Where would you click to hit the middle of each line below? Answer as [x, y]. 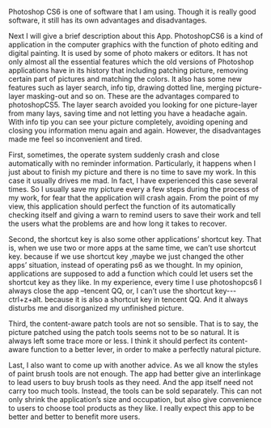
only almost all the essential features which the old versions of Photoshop [131, 61]
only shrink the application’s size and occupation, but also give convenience [135, 399]
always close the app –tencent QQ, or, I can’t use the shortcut [111, 291]
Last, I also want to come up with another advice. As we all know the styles [133, 365]
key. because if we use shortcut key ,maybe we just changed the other [126, 256]
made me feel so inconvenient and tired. [76, 139]
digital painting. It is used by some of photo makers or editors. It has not [128, 53]
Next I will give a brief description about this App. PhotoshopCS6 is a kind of [136, 36]
